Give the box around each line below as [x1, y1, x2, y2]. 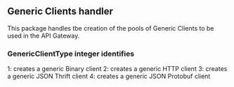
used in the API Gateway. [7, 31, 80, 40]
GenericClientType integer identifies [7, 49, 135, 58]
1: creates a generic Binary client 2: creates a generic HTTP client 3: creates [7, 65, 228, 73]
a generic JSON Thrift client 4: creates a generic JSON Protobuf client [7, 72, 211, 81]
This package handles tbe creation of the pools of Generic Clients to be [7, 24, 214, 32]
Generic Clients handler [7, 6, 114, 17]
